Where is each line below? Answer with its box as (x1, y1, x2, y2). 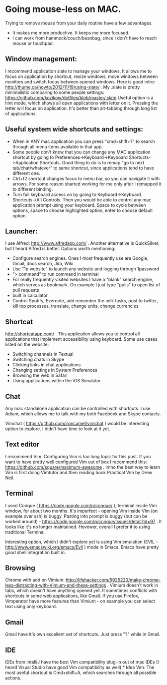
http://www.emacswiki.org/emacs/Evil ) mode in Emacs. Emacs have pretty (5, 544, 159, 550)
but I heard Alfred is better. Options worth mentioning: (5, 246, 116, 252)
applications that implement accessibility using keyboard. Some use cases (5, 336, 158, 342)
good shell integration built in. (5, 549, 66, 555)
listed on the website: (5, 341, 49, 348)
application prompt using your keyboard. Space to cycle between (12, 202, 147, 208)
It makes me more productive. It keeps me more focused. (12, 29, 130, 35)
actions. (5, 675, 21, 681)
